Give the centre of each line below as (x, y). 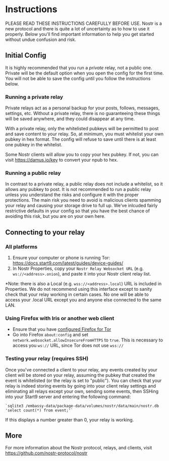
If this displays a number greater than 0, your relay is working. (70, 419)
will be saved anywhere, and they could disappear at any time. (70, 119)
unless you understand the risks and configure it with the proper (72, 195)
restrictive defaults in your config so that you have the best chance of (78, 211)
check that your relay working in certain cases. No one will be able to (77, 294)
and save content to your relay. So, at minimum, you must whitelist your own (84, 134)
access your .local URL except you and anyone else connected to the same (83, 300)
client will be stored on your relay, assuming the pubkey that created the (80, 375)
